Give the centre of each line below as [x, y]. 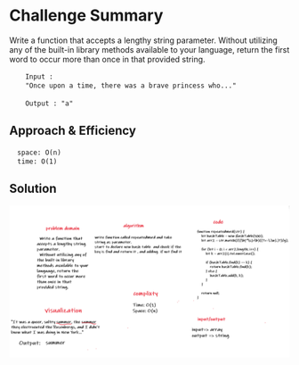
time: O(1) [37, 162]
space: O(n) [40, 153]
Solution [33, 189]
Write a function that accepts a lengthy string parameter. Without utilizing [143, 40]
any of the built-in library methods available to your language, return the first [149, 49]
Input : [39, 77]
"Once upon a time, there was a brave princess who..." [131, 86]
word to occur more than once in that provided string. [108, 59]
